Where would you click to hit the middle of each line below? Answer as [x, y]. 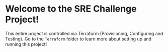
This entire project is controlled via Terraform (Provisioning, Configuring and [84, 33]
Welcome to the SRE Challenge [71, 9]
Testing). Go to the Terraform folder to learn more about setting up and [78, 39]
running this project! [26, 44]
